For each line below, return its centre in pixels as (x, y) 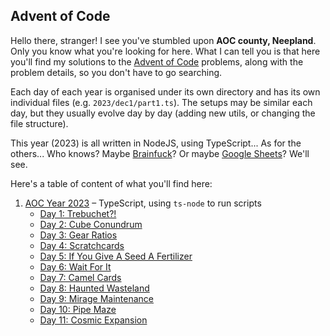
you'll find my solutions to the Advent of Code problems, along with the (157, 61)
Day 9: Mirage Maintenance (97, 298)
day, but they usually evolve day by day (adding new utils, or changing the (163, 113)
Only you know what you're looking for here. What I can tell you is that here (165, 51)
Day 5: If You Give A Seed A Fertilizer (116, 256)
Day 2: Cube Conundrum (91, 224)
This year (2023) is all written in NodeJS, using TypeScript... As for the (156, 143)
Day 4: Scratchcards (82, 245)
